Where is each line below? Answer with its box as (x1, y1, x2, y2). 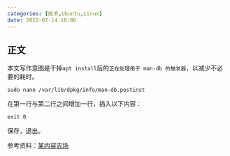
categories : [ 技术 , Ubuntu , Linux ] (7, 10, 103, 17)
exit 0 (7, 114, 27, 120)
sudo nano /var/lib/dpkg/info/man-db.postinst (7, 86, 145, 94)
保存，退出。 (7, 127, 44, 135)
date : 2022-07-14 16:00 (7, 17, 77, 24)
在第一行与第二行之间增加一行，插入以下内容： (7, 100, 142, 108)
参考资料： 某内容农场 (7, 141, 69, 150)
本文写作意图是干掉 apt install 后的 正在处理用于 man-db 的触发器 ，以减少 (7, 64, 211, 72)
